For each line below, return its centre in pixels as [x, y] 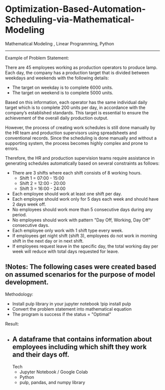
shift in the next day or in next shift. [48, 241]
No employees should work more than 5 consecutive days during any [82, 209]
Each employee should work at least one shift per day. [67, 194]
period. [19, 214]
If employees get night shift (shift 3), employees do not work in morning [84, 236]
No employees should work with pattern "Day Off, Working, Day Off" [81, 220]
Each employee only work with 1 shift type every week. [68, 230]
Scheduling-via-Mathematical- [70, 19]
